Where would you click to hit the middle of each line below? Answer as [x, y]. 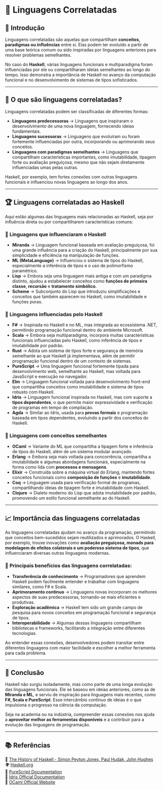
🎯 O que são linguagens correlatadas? [64, 100]
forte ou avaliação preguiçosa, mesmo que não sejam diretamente [78, 162]
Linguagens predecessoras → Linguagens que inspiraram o [73, 121]
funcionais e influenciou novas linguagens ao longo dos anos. [67, 182]
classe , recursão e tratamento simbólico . [54, 286]
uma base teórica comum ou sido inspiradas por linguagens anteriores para [81, 50]
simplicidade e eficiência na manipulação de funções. [66, 255]
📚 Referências [28, 745]
